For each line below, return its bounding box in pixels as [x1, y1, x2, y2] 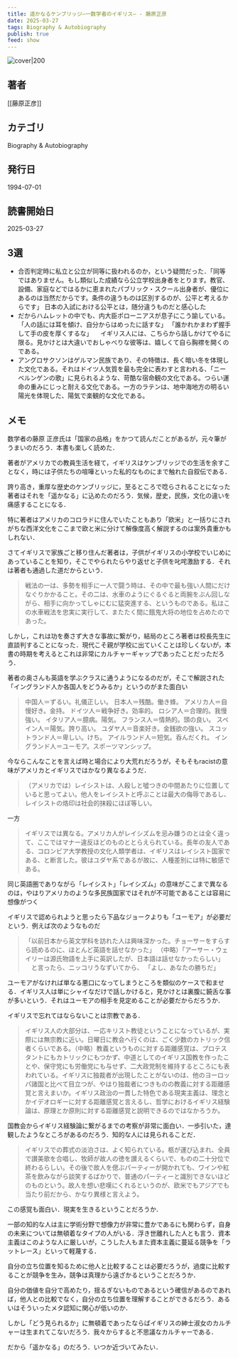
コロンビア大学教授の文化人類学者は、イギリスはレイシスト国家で [37, 847, 231, 855]
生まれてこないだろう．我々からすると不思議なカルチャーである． [26, 1327, 218, 1336]
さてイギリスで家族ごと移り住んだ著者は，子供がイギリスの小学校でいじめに [7, 548, 232, 557]
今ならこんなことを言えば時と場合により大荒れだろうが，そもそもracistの [7, 757, 222, 765]
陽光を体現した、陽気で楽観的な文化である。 [17, 392, 149, 400]
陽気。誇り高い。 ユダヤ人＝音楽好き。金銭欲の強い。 [49, 725, 207, 732]
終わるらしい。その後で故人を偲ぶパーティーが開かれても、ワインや [24, 1163, 224, 1172]
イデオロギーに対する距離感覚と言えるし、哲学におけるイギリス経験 [31, 1098, 231, 1106]
